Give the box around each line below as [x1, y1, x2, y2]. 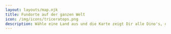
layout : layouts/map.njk [5, 7, 58, 12]
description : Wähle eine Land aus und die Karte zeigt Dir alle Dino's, [5, 21, 163, 26]
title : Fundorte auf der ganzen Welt [5, 12, 85, 17]
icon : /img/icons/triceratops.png [5, 16, 79, 21]
